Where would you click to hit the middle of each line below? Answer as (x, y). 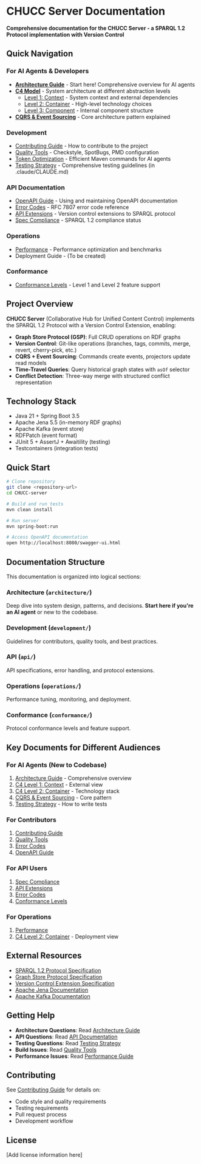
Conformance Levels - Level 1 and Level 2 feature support (88, 285)
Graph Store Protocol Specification (59, 977)
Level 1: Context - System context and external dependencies (101, 97)
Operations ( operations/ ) (44, 686)
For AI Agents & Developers (48, 71)
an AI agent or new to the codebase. (52, 612)
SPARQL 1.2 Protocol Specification (58, 970)
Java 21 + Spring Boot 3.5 (47, 416)
